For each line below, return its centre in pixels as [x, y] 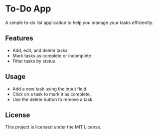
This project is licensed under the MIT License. [53, 127]
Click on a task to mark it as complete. [52, 94]
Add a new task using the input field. [50, 88]
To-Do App [28, 9]
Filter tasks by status [34, 61]
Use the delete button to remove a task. [53, 99]
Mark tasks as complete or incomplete [52, 55]
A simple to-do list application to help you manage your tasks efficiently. [79, 22]
